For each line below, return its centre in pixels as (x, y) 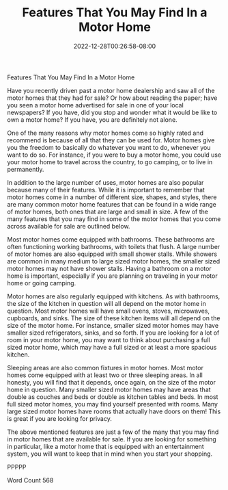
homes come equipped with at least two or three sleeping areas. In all (105, 375)
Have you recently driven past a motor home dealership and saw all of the (111, 90)
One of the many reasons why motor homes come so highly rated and (105, 133)
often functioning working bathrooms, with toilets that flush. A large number (114, 246)
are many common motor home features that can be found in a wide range (112, 204)
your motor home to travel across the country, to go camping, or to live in (110, 162)
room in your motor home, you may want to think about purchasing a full (109, 339)
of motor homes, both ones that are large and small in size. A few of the (108, 211)
